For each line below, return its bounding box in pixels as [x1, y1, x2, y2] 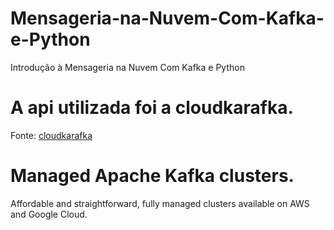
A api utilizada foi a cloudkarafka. [10, 97, 294, 119]
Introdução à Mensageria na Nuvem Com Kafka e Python [10, 61, 245, 73]
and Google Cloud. [10, 208, 88, 220]
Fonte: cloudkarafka [10, 129, 93, 141]
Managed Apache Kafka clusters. [10, 165, 295, 187]
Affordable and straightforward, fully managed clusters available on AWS [10, 197, 310, 209]
